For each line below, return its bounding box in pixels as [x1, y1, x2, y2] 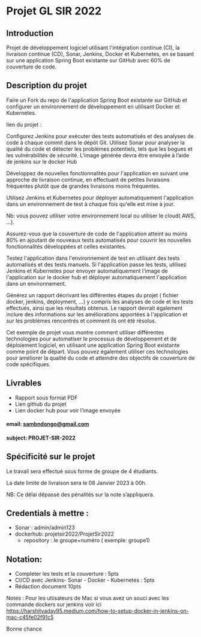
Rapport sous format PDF [14, 394, 78, 401]
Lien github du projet [14, 400, 67, 408]
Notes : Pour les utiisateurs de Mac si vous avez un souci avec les [6, 594, 169, 602]
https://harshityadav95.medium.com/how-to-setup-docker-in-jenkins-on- [6, 608, 189, 615]
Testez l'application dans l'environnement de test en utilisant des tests [6, 254, 180, 262]
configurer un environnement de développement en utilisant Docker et [6, 103, 180, 110]
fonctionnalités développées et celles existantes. [6, 243, 127, 250]
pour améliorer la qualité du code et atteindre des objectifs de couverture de [6, 354, 195, 361]
